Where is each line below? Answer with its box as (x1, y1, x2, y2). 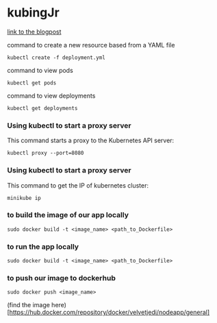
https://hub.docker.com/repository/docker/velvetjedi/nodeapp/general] (9, 308, 210, 317)
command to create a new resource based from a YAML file (7, 41, 175, 49)
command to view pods (7, 66, 73, 74)
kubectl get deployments (7, 104, 78, 111)
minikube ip (7, 194, 41, 201)
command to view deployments (7, 91, 96, 100)
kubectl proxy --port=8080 (7, 150, 84, 157)
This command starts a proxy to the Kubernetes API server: (7, 136, 175, 145)
